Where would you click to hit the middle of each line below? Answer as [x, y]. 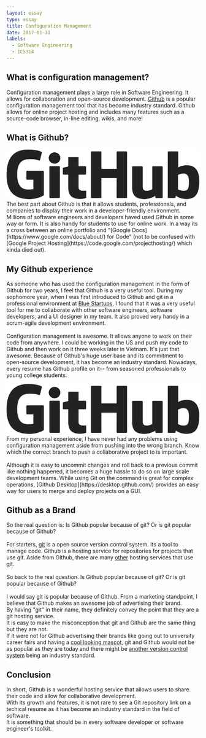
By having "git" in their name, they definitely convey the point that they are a [103, 610]
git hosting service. [31, 616]
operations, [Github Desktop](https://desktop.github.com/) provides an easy [103, 484]
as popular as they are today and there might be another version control [97, 649]
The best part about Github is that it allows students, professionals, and [97, 204]
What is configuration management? [78, 78]
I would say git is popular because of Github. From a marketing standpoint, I [102, 597]
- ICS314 [23, 52]
